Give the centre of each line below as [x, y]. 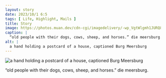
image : [12, 28]
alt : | [12, 42]
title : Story [19, 23]
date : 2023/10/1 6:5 [26, 14]
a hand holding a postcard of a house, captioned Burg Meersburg [78, 46]
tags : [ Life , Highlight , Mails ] [41, 19]
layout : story [20, 10]
